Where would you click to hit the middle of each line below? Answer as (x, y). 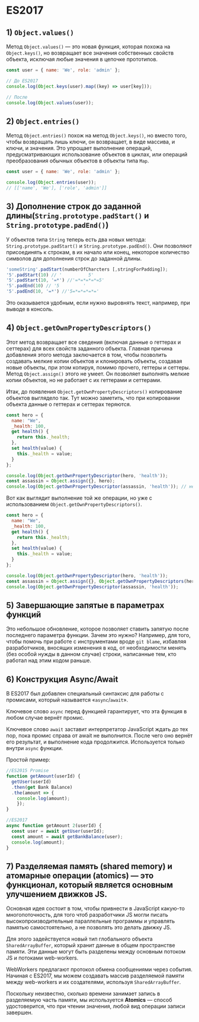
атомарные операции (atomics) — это (80, 875)
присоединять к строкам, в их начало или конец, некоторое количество (98, 252)
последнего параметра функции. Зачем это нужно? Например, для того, (99, 635)
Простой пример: (28, 760)
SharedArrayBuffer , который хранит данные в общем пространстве (91, 945)
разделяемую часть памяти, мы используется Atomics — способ (89, 1000)
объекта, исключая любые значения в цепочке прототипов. (82, 59)
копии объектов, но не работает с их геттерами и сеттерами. (84, 380)
